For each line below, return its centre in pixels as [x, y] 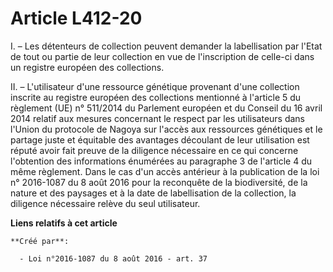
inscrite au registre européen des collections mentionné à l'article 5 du [156, 97]
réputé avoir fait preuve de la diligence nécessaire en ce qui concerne [154, 150]
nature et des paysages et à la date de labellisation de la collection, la [153, 193]
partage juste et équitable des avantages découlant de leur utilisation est [160, 139]
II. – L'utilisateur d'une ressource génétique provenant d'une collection [155, 86]
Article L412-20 [76, 18]
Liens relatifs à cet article [64, 223]
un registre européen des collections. [87, 67]
